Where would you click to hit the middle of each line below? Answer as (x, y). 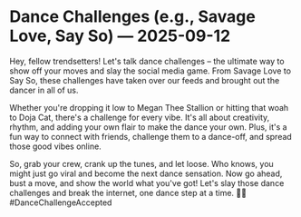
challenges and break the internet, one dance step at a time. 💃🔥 (128, 192)
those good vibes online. (55, 146)
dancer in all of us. (44, 90)
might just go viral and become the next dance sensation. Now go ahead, (146, 173)
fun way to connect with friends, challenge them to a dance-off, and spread (150, 136)
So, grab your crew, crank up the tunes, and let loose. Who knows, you (141, 163)
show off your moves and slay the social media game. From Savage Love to (150, 71)
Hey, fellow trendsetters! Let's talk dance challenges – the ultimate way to (147, 61)
